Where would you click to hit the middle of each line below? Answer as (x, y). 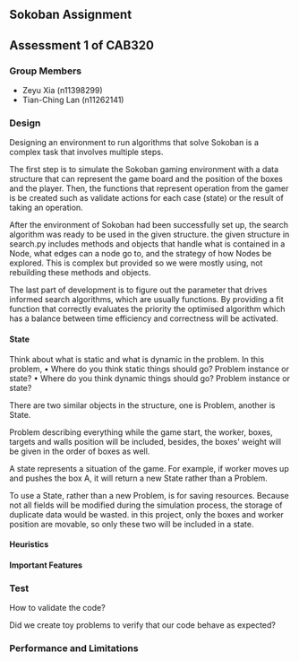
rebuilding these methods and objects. (80, 273)
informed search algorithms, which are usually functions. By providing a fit (146, 300)
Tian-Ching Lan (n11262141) (73, 100)
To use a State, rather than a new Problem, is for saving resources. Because (149, 495)
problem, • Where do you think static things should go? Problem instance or (149, 369)
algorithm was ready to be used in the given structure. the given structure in (149, 235)
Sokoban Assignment (71, 15)
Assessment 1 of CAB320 (82, 45)
